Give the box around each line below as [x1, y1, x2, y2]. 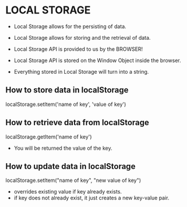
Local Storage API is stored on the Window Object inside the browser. [13, 57, 181, 64]
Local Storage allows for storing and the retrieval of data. [13, 34, 151, 41]
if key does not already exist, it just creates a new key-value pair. [13, 194, 170, 202]
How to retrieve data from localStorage [5, 118, 150, 127]
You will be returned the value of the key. [13, 144, 112, 151]
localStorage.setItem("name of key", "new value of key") [5, 177, 141, 184]
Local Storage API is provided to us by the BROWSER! [13, 45, 143, 53]
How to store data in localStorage [5, 85, 129, 95]
